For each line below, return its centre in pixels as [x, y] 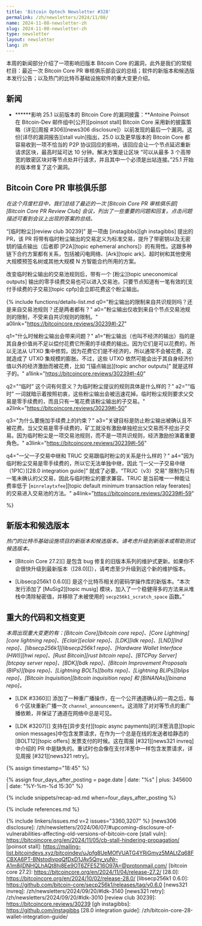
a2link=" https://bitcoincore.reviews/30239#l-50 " [67, 408]
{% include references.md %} [43, 809]
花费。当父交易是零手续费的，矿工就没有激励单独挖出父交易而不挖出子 [98, 428]
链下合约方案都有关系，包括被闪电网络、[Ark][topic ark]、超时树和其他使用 [99, 253]
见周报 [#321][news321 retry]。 [53, 756]
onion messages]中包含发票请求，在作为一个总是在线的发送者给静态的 [102, 734]
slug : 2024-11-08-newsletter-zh [46, 29]
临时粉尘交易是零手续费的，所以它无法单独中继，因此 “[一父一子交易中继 [96, 463]
